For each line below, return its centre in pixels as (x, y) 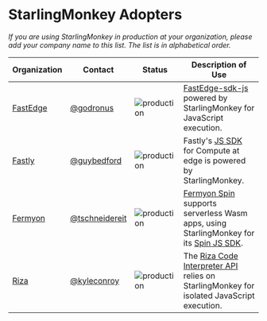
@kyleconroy (95, 280)
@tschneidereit (99, 218)
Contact (99, 69)
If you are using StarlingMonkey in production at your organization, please (130, 37)
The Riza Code (211, 256)
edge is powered (215, 160)
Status (155, 69)
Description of (219, 64)
